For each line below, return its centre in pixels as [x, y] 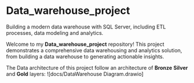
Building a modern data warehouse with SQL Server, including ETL [86, 27]
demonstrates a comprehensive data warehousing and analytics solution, [94, 50]
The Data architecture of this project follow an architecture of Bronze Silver [97, 67]
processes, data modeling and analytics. [55, 33]
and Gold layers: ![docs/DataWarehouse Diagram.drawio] [75, 74]
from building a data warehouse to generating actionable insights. [85, 56]
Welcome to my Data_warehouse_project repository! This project [85, 44]
